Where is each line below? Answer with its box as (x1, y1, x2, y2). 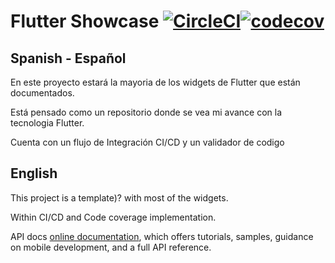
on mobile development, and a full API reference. (10, 241, 212, 253)
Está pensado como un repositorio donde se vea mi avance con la (10, 106, 283, 118)
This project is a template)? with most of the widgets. (10, 191, 229, 204)
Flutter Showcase (10, 10, 160, 33)
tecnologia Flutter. (10, 117, 85, 129)
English (10, 165, 58, 182)
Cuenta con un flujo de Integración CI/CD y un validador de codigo (10, 136, 285, 148)
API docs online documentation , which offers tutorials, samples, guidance (10, 230, 314, 242)
